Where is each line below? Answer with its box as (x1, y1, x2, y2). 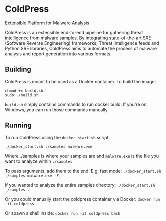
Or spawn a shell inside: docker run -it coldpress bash (5, 210, 121, 216)
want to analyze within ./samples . (5, 158, 74, 164)
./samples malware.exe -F (5, 173, 59, 178)
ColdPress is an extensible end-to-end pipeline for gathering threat (5, 29, 143, 35)
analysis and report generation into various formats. (5, 51, 112, 57)
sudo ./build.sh (5, 92, 39, 98)
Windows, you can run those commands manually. (5, 106, 109, 113)
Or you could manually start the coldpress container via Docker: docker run (5, 196, 160, 202)
